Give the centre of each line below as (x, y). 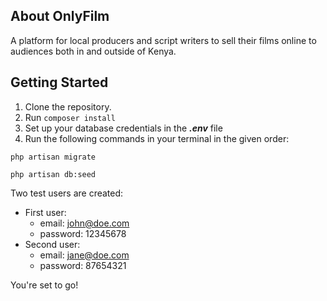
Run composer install (70, 117)
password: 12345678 (83, 233)
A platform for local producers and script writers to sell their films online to (163, 40)
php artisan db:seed (53, 174)
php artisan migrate (53, 157)
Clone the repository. (68, 106)
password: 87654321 (83, 265)
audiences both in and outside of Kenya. (93, 51)
